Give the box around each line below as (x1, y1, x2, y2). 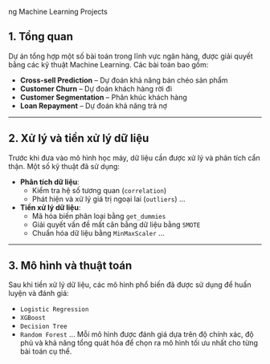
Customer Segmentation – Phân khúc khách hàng (19, 92, 187, 102)
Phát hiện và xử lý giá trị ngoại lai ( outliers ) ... (31, 194, 186, 204)
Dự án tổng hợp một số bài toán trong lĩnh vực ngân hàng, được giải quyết (8, 51, 253, 61)
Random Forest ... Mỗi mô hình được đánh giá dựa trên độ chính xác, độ (19, 330, 255, 339)
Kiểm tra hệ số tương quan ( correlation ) (31, 185, 167, 195)
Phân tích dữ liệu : (19, 176, 80, 187)
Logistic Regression (19, 305, 89, 313)
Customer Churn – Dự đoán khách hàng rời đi (19, 83, 173, 93)
